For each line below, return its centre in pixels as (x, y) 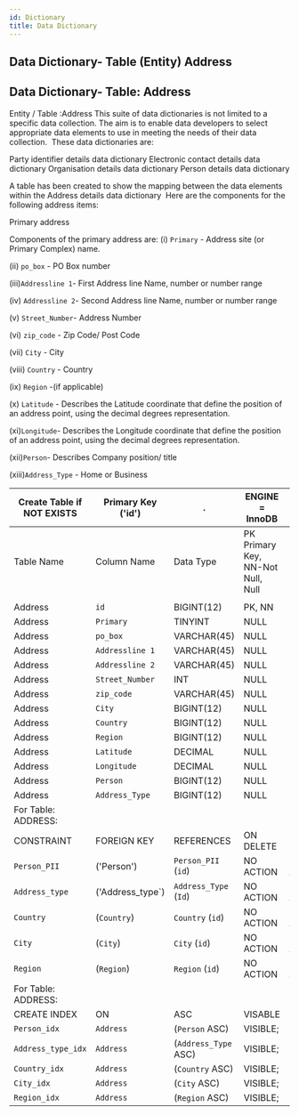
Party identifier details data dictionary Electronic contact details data (135, 159)
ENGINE (262, 497)
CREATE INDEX (45, 1014)
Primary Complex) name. (55, 248)
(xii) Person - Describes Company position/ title (93, 457)
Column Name (125, 562)
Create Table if (50, 502)
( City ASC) (197, 1083)
